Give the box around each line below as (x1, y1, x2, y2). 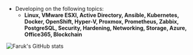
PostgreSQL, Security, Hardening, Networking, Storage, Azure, (24, 24, 187, 31)
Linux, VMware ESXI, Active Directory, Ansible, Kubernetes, (24, 11, 180, 19)
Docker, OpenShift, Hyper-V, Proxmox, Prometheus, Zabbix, (24, 18, 179, 25)
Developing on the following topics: (15, 5, 104, 12)
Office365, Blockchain (24, 31, 82, 38)
